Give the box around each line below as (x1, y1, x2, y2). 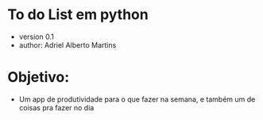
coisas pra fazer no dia (18, 103, 95, 112)
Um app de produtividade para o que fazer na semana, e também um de (18, 94, 256, 104)
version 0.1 (18, 32, 55, 41)
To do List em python (7, 6, 149, 24)
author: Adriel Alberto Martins (18, 40, 117, 49)
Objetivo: (7, 68, 70, 87)
